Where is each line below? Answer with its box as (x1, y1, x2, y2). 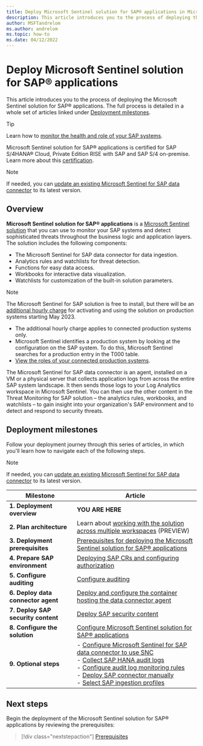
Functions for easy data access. (14, 264, 95, 271)
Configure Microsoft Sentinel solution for (76, 623, 192, 632)
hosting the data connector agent (76, 596, 172, 605)
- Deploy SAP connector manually (76, 670, 174, 679)
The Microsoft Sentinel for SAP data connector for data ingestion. (14, 251, 178, 258)
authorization (76, 561, 115, 569)
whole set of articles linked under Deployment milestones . (6, 108, 151, 115)
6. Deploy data (9, 588, 53, 597)
